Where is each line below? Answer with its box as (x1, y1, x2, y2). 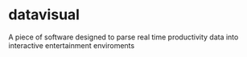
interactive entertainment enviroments (8, 40, 135, 50)
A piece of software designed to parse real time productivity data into (8, 32, 239, 42)
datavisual (8, 6, 80, 24)
